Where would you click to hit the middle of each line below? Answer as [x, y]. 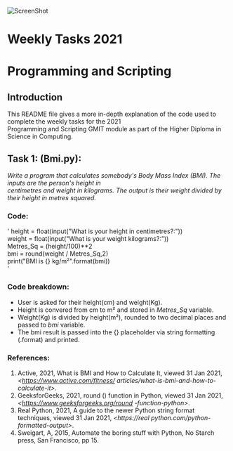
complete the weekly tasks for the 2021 [64, 122]
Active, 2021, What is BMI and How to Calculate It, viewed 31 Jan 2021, [120, 373]
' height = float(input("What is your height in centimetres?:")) [95, 231]
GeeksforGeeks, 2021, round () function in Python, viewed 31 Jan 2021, [120, 395]
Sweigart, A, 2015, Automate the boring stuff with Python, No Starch [116, 433]
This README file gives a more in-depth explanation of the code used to [112, 114]
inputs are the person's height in [54, 183]
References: [29, 358]
